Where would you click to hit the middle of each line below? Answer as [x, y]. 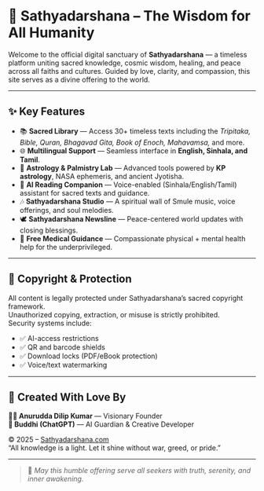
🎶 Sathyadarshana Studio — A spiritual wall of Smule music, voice [127, 201]
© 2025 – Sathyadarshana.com [59, 440]
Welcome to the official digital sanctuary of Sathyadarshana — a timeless [128, 54]
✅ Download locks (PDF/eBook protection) [89, 356]
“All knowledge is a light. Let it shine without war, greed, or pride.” [115, 448]
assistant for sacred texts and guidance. [84, 192]
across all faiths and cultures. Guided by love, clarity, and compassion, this [129, 71]
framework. [27, 306]
